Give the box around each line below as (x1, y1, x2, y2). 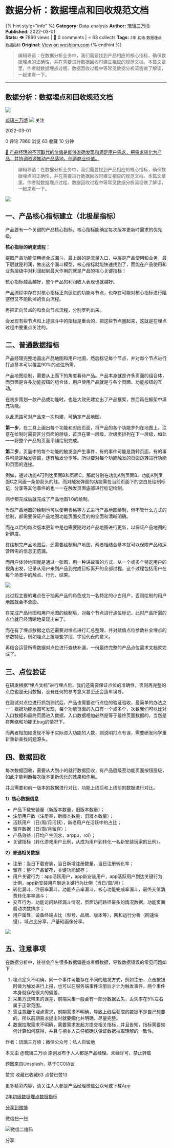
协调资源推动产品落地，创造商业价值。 (18, 155, 100, 162)
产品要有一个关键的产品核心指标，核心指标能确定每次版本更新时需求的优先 (5, 226, 162, 232)
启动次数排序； (12, 906, 45, 911)
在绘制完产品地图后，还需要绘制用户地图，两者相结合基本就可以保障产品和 (5, 542, 162, 548)
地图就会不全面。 (5, 599, 41, 605)
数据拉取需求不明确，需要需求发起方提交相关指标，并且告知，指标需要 (12, 1021, 161, 1028)
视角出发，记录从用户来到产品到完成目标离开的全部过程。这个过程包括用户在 (5, 565, 167, 571)
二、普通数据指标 (5, 340, 59, 349)
